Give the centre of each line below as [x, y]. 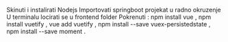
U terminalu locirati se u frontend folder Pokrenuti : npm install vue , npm [109, 17]
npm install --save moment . [46, 31]
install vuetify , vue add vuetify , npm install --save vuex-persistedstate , [109, 24]
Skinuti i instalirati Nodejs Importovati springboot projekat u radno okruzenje [114, 10]
